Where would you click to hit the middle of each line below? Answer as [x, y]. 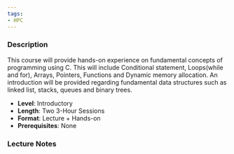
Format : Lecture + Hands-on [59, 118]
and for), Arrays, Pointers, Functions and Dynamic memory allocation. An [113, 75]
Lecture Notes [32, 143]
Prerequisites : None [47, 125]
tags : [15, 14]
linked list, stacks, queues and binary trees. [70, 90]
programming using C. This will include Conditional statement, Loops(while [115, 67]
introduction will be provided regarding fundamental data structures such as [117, 82]
